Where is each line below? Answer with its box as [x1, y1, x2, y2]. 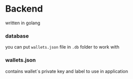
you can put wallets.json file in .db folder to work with [5, 44, 120, 50]
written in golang [5, 20, 40, 26]
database [5, 32, 29, 39]
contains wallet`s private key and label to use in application [5, 68, 128, 74]
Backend [5, 3, 43, 15]
